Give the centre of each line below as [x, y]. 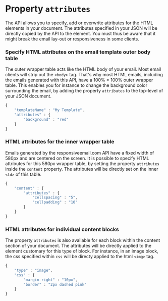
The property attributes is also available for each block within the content [83, 240]
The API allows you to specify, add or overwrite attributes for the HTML [79, 23]
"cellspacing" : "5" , [55, 197]
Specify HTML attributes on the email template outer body [78, 52]
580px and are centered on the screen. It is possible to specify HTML [77, 158]
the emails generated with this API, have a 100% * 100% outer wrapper [79, 80]
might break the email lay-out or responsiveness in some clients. [72, 39]
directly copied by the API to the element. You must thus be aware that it [80, 33]
